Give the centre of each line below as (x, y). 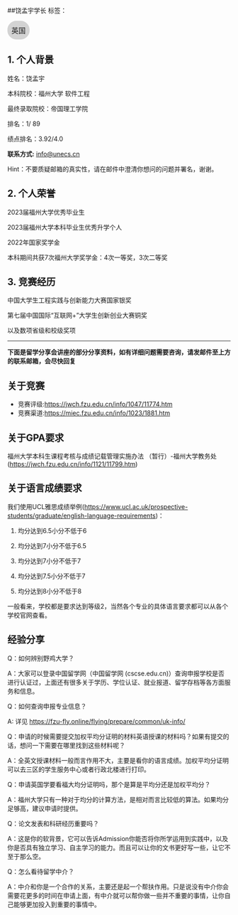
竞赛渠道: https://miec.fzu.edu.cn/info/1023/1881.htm (94, 413)
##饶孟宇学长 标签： (37, 10)
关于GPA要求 (36, 438)
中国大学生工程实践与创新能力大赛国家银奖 (69, 300)
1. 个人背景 (31, 60)
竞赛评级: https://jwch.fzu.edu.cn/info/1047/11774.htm (95, 405)
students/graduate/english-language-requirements (81, 515)
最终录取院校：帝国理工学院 (48, 108)
